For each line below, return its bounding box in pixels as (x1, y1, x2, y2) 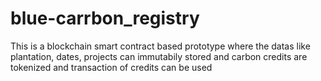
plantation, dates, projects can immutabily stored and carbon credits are (10, 50, 308, 62)
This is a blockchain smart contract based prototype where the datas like (10, 40, 311, 52)
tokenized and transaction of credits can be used (10, 61, 213, 73)
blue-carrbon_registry (10, 7, 200, 30)
